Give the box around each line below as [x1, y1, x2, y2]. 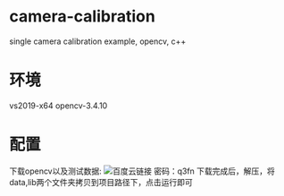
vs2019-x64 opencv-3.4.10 [9, 100, 108, 111]
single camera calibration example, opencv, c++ [9, 36, 187, 47]
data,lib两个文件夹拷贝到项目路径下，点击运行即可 [9, 176, 194, 187]
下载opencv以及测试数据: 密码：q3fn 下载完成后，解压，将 [9, 166, 275, 176]
